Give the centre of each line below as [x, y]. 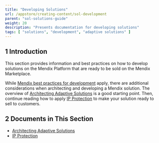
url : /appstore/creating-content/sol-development [56, 14]
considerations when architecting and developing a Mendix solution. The [77, 88]
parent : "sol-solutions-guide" [36, 18]
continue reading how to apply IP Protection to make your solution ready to [79, 98]
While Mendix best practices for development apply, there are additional [77, 83]
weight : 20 [16, 23]
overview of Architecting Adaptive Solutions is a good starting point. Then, [79, 93]
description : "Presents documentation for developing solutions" [72, 28]
